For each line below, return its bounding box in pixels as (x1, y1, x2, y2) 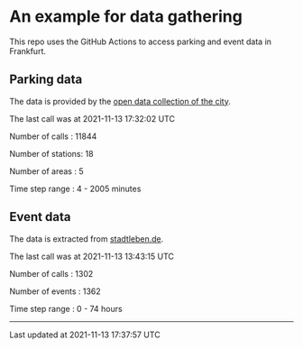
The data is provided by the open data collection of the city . (9, 96, 232, 106)
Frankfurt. (9, 45, 47, 56)
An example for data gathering (9, 6, 243, 27)
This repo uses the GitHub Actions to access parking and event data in (9, 36, 272, 47)
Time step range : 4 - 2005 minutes (9, 183, 142, 194)
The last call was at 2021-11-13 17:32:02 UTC (9, 113, 176, 124)
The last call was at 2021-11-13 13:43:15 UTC (9, 251, 174, 262)
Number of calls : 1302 (9, 268, 94, 279)
